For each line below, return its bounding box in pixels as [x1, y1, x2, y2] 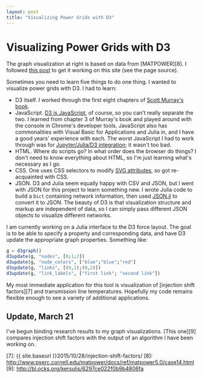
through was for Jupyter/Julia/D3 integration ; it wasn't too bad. [14, 141, 172, 148]
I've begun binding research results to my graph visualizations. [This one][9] [6, 327, 196, 335]
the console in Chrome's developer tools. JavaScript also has [14, 122, 168, 130]
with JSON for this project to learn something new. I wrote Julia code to [14, 186, 193, 194]
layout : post [6, 8, 39, 15]
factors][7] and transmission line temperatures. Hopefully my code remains [6, 288, 193, 295]
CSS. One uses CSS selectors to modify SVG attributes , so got [14, 167, 170, 174]
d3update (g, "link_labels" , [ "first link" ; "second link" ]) [6, 270, 161, 276]
